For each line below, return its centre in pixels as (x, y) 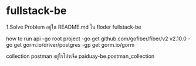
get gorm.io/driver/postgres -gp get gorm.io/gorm (74, 44)
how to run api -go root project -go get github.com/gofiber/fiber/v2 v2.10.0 (96, 39)
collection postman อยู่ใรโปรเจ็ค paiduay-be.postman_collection (80, 56)
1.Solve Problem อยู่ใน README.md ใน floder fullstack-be (74, 27)
